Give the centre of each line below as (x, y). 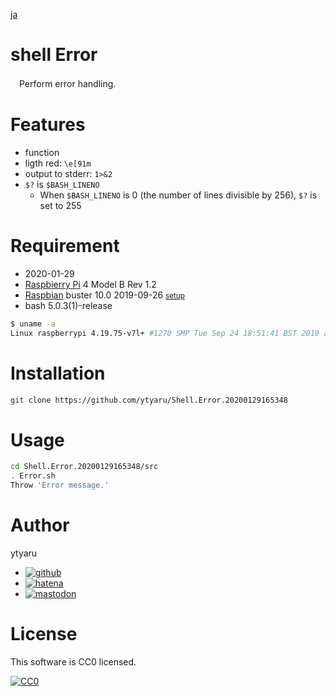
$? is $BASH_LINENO (62, 184)
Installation (58, 373)
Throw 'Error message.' (60, 485)
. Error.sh (33, 476)
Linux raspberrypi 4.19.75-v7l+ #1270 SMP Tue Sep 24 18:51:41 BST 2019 (165, 333)
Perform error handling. (67, 83)
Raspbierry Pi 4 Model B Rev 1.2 (90, 284)
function (42, 152)
